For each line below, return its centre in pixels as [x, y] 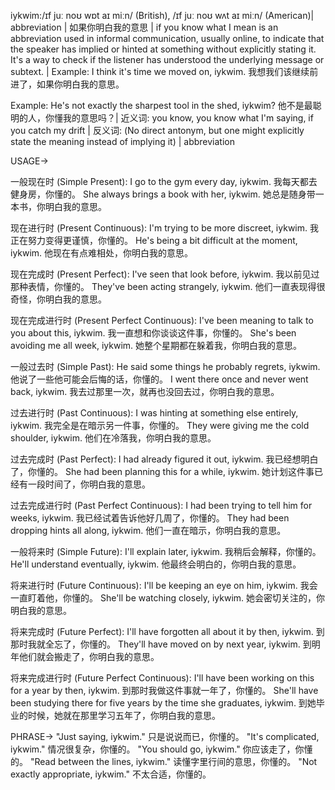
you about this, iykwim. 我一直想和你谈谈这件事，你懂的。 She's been [153, 333]
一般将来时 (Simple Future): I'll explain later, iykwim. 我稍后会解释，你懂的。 [166, 551]
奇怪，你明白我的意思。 [58, 299]
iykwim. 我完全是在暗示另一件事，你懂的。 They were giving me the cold [160, 425]
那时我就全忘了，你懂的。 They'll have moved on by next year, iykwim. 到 [161, 644]
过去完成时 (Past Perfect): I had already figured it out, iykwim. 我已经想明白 [164, 459]
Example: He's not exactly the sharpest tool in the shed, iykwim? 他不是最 [161, 105]
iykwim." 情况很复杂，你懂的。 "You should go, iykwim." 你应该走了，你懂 [161, 749]
